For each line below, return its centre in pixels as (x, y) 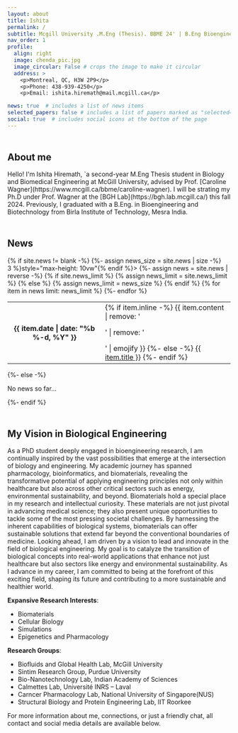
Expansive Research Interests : (53, 600)
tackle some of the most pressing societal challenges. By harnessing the (113, 518)
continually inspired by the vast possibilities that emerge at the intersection (117, 458)
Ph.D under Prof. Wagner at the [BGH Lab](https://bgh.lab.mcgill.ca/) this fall (119, 197)
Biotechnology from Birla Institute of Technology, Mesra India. (97, 212)
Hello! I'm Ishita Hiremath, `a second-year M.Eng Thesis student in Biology (116, 174)
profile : (20, 47)
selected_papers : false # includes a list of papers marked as (103, 113)
